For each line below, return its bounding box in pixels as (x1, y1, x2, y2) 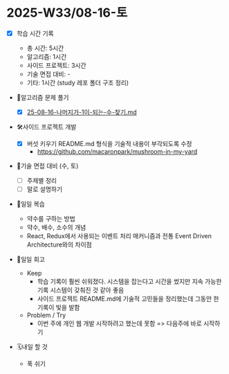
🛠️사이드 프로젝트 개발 (16, 123, 77, 131)
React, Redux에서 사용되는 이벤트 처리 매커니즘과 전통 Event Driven (26, 232, 212, 240)
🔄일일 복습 (16, 200, 46, 208)
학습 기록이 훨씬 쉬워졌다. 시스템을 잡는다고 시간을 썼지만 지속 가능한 (37, 277, 222, 286)
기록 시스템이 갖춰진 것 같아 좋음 (37, 286, 125, 294)
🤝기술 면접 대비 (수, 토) (16, 162, 79, 170)
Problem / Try (26, 311, 66, 319)
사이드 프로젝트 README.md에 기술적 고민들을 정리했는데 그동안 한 (37, 294, 219, 303)
